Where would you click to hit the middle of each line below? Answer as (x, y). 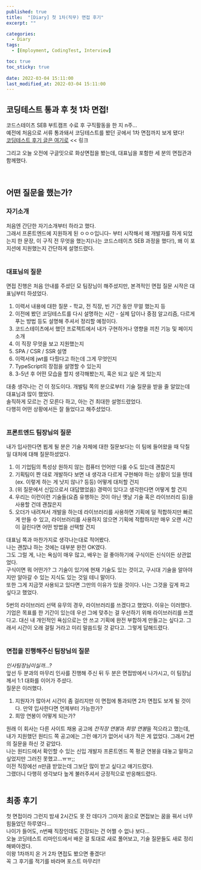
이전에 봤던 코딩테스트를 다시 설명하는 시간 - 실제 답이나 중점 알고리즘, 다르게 (105, 314)
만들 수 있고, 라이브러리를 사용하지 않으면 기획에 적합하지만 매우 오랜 (101, 520)
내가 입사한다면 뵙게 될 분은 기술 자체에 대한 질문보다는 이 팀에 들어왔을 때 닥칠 (98, 447)
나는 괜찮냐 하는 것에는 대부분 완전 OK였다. (56, 547)
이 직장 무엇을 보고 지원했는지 (49, 344)
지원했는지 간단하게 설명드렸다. (58, 248)
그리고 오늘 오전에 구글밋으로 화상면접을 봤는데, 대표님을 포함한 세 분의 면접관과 (99, 153)
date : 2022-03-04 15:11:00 (40, 78)
